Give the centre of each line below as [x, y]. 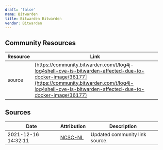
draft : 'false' [20, 9]
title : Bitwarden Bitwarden [33, 19]
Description [123, 126]
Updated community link [118, 134]
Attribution [73, 126]
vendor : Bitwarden [24, 23]
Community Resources [41, 43]
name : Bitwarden [21, 14]
